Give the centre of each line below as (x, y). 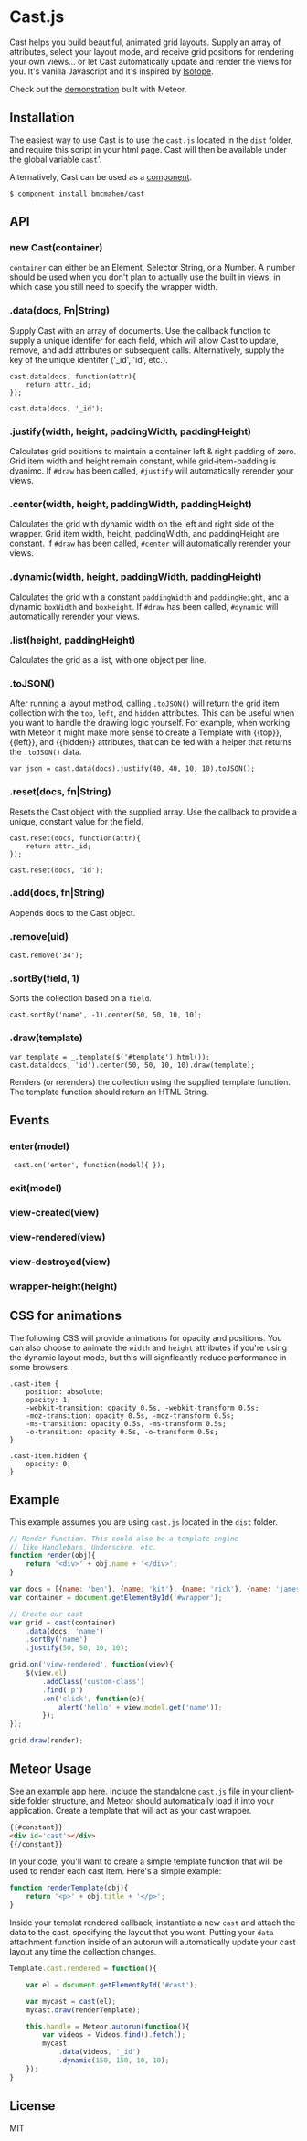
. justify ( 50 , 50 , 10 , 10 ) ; (77, 1648)
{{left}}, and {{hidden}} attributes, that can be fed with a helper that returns (151, 742)
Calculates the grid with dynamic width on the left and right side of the (142, 524)
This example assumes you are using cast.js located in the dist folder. (144, 1522)
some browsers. (40, 1367)
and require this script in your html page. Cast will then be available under (148, 149)
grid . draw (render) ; (47, 1741)
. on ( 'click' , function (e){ (94, 1699)
